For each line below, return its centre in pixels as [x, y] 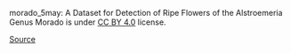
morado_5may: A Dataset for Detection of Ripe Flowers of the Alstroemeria [146, 13]
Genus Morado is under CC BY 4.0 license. [88, 22]
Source [22, 39]
